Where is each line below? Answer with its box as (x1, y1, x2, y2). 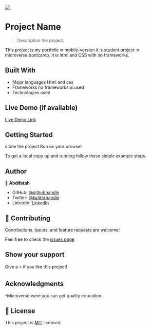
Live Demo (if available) (5, 104, 78, 112)
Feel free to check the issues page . (5, 236, 75, 242)
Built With (5, 66, 36, 75)
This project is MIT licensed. (5, 320, 62, 326)
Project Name (5, 21, 61, 33)
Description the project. (17, 37, 65, 43)
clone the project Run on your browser (5, 144, 82, 150)
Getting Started (5, 131, 53, 139)
